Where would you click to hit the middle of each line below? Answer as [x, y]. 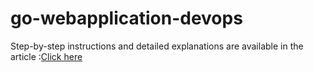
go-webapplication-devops [126, 18]
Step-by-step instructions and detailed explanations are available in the [157, 46]
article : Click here [46, 56]
